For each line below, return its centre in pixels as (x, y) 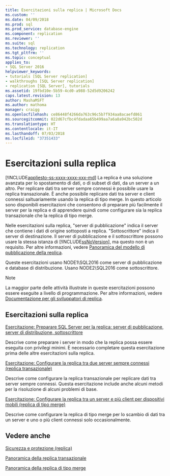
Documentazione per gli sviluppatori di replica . (54, 299)
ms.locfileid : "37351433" (33, 138)
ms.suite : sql (20, 43)
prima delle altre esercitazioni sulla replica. (50, 353)
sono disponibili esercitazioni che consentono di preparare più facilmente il (84, 205)
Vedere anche (28, 436)
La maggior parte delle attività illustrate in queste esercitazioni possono (80, 288)
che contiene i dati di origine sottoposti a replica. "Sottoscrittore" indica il (82, 231)
